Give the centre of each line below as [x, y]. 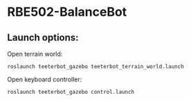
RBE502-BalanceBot [67, 12]
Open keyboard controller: [45, 79]
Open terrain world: [35, 54]
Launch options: [43, 38]
